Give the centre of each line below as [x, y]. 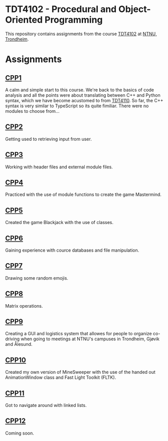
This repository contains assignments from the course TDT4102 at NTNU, [81, 34]
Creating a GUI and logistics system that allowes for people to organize [78, 334]
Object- [135, 9]
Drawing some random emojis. [37, 278]
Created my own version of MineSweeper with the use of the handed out [80, 372]
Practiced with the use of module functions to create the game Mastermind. [83, 194]
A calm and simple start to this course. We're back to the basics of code [80, 90]
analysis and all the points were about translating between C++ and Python [83, 95]
